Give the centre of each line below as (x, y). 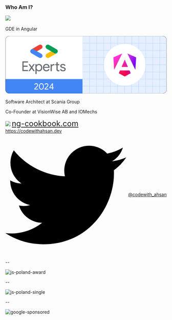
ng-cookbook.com (45, 124)
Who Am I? (19, 7)
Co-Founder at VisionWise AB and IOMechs (51, 112)
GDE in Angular (21, 29)
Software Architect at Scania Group (43, 102)
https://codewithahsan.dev (34, 131)
